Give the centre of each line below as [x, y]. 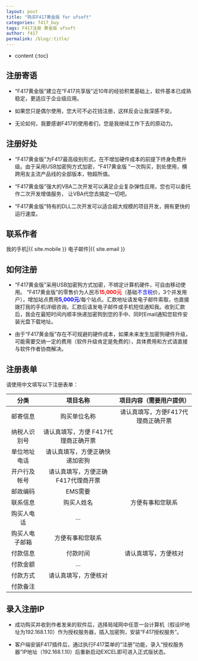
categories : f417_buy [33, 22]
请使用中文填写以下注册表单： [42, 385]
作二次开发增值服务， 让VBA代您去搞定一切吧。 [72, 194]
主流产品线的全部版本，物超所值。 [72, 174]
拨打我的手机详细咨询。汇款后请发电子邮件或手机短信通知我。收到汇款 [100, 307]
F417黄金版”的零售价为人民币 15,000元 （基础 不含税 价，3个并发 [105, 292]
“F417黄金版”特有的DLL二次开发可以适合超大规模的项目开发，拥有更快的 [102, 206]
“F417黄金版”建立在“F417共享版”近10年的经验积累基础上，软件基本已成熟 [103, 91]
